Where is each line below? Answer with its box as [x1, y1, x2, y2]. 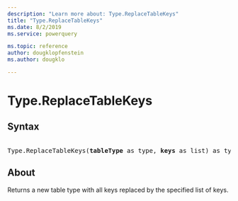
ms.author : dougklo [7, 56, 65, 64]
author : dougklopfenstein [7, 50, 84, 57]
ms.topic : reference [7, 43, 69, 50]
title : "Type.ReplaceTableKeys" [7, 17, 103, 24]
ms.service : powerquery [7, 30, 78, 38]
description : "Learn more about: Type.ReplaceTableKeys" [7, 10, 179, 18]
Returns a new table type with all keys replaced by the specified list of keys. [7, 185, 229, 194]
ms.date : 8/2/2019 [7, 23, 62, 30]
